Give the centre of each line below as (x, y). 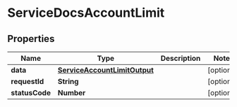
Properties (31, 39)
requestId (28, 81)
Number (72, 93)
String (68, 81)
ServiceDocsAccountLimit (86, 13)
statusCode (31, 93)
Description (181, 58)
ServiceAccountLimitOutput (105, 70)
